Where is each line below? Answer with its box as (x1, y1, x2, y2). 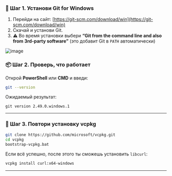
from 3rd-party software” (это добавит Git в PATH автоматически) (12, 38, 156, 44)
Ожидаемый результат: (5, 94, 57, 100)
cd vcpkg (5, 137, 24, 142)
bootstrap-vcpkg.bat (5, 142, 50, 147)
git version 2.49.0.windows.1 (5, 104, 70, 109)
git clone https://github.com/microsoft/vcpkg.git (5, 132, 116, 138)
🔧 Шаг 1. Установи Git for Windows (5, 5, 94, 12)
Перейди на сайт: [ (12, 16, 55, 23)
